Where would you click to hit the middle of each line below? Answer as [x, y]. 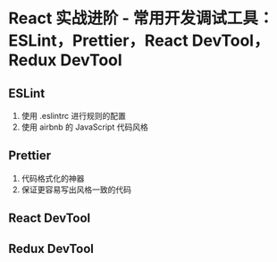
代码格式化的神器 [53, 178]
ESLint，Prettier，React [98, 41]
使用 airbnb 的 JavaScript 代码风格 [84, 127]
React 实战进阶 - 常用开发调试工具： [141, 18]
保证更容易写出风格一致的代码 [76, 190]
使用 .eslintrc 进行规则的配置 [73, 116]
